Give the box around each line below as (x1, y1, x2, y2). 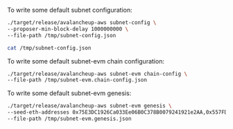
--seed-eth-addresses (7, 109, 70, 116)
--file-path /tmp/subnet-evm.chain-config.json (7, 77, 148, 83)
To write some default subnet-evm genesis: (7, 89, 132, 97)
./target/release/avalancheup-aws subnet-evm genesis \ (7, 103, 172, 110)
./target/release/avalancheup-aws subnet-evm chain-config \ (7, 70, 188, 77)
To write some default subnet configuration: (7, 6, 133, 14)
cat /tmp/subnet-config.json (7, 44, 92, 51)
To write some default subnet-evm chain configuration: (7, 57, 165, 65)
